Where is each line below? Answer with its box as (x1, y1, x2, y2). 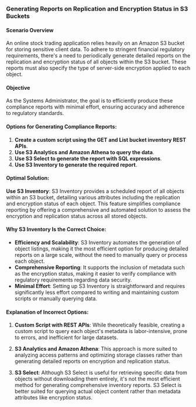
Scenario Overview (6, 26, 54, 33)
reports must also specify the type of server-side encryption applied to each (6, 65, 191, 72)
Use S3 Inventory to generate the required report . (14, 161, 137, 168)
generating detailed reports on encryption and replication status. (14, 358, 171, 365)
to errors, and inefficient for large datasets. (14, 334, 119, 341)
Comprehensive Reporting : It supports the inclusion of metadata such (14, 263, 185, 271)
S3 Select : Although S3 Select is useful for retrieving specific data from (14, 369, 187, 377)
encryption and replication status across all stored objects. (6, 212, 147, 219)
